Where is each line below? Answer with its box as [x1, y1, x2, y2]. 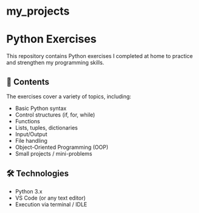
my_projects [6, 4, 70, 18]
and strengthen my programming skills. [6, 59, 105, 67]
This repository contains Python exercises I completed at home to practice [6, 52, 194, 60]
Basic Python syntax [15, 104, 67, 112]
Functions [15, 117, 41, 125]
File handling [15, 137, 47, 144]
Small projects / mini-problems [15, 150, 93, 157]
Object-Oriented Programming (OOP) [15, 143, 108, 151]
